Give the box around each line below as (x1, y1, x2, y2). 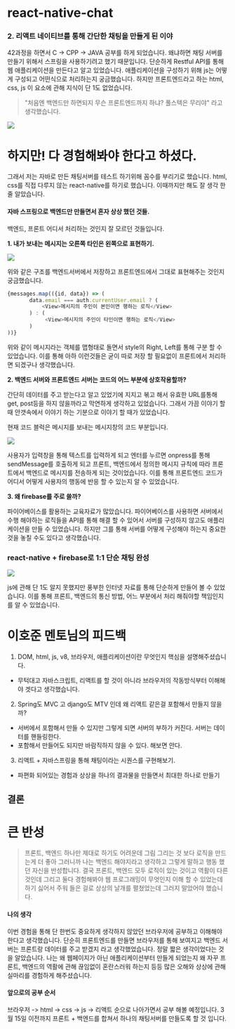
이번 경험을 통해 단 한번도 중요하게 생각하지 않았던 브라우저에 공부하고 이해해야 (7, 927, 223, 936)
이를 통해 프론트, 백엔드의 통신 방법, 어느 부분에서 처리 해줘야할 (27, 592, 200, 601)
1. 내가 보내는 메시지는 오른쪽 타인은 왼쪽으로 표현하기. (7, 239, 154, 247)
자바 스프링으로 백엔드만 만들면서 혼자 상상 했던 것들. (7, 207, 150, 216)
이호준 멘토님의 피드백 (7, 628, 126, 644)
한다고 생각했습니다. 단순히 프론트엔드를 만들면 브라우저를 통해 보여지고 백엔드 (7, 936, 221, 944)
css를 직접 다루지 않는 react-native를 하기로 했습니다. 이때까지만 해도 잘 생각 (7, 181, 219, 190)
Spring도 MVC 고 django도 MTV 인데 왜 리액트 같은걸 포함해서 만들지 (17, 700, 209, 708)
